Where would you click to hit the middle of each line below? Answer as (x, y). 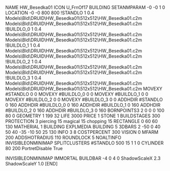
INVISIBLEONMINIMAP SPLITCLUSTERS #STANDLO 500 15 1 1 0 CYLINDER (84, 143)
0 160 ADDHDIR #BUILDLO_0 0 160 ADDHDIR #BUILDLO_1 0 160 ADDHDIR (83, 105)
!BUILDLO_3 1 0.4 (23, 78)
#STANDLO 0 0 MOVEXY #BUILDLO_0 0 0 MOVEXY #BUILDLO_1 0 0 (77, 94)
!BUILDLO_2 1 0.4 (23, 62)
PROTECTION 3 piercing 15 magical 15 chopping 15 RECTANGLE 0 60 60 (82, 121)
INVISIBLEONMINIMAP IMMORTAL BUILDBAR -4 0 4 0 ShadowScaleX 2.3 (83, 158)
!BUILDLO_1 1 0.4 (23, 45)
